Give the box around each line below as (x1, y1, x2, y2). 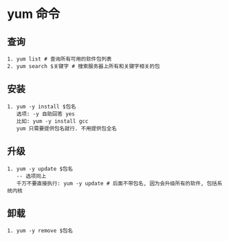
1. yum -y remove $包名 (7, 227, 74, 234)
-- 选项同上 (16, 172, 47, 179)
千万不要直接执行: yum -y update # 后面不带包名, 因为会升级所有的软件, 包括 (16, 180, 218, 187)
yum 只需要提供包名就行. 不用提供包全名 (16, 125, 117, 132)
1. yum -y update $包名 (7, 165, 74, 172)
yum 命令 (7, 6, 61, 22)
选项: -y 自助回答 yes (16, 111, 76, 117)
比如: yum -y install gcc (16, 117, 89, 124)
